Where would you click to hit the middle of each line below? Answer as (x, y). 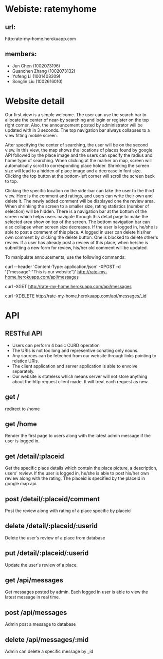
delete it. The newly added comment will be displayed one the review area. (80, 201)
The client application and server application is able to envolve (75, 366)
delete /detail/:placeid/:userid (52, 526)
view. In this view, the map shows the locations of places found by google (79, 150)
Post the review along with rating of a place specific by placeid (68, 511)
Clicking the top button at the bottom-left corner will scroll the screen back (80, 176)
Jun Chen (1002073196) (36, 66)
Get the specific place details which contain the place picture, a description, (81, 468)
